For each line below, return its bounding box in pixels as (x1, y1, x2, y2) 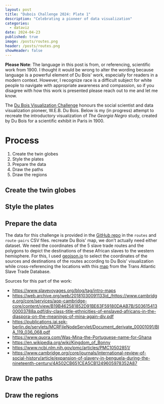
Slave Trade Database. (5, 269, 51, 274)
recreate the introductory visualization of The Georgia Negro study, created (5, 112, 158, 118)
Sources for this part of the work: (5, 278, 72, 284)
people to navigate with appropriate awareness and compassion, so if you (5, 82, 154, 88)
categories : (5, 21, 29, 26)
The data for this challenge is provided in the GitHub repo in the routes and (5, 232, 157, 238)
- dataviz (9, 25, 29, 30)
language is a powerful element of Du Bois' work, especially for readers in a (5, 72, 158, 78)
